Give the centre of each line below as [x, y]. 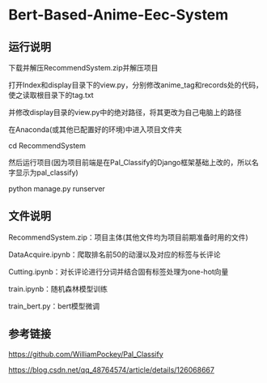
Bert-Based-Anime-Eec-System [119, 15]
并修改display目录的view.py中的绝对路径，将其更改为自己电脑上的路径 [125, 112]
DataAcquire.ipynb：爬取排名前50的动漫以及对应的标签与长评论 [114, 254]
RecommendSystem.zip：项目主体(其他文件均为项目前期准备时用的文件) [128, 237]
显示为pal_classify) [47, 172]
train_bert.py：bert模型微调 [54, 306]
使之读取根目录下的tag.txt [51, 95]
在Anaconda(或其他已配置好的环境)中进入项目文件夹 [95, 130]
